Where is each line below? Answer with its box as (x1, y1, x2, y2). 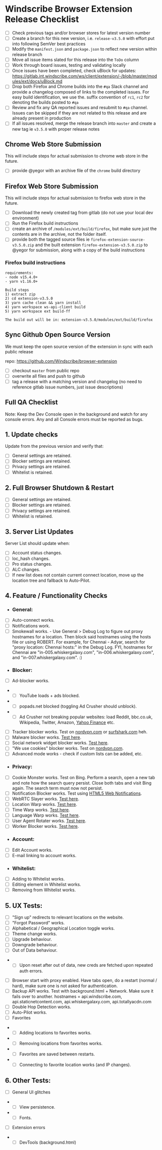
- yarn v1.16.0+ (5, 279, 38, 284)
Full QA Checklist (5, 398, 58, 406)
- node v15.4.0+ (5, 274, 38, 280)
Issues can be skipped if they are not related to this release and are (12, 110, 147, 116)
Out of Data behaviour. (12, 947, 58, 953)
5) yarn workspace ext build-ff (5, 308, 70, 314)
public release (5, 348, 33, 354)
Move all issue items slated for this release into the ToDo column (12, 57, 139, 63)
